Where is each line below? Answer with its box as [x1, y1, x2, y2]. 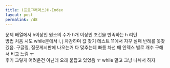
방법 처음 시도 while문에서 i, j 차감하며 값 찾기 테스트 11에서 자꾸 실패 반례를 [5, 38, 156, 44]
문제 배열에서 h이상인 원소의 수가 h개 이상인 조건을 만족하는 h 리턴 [5, 32, 137, 38]
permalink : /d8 [5, 17, 38, 22]
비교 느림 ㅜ [10, 51, 34, 57]
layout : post [5, 12, 33, 17]
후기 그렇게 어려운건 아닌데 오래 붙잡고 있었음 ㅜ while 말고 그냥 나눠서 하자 [5, 57, 156, 63]
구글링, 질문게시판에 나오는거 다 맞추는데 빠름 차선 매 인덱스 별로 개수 [16, 44, 154, 51]
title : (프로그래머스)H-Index [5, 7, 63, 13]
